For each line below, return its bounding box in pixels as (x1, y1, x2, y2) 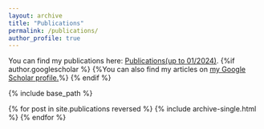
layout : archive (8, 11, 63, 20)
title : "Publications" (8, 19, 84, 27)
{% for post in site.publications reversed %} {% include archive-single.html (8, 104, 257, 114)
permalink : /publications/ (8, 26, 99, 34)
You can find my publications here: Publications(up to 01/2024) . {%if (8, 56, 235, 66)
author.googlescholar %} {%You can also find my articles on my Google (8, 65, 246, 75)
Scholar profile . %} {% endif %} (8, 73, 112, 83)
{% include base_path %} (8, 89, 93, 99)
